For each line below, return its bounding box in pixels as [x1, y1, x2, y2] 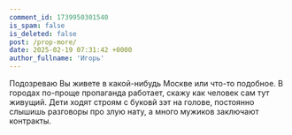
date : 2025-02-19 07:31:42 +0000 [9, 46, 133, 55]
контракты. [9, 116, 51, 126]
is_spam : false [9, 21, 65, 30]
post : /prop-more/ [9, 37, 77, 47]
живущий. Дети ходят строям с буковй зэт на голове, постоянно [9, 97, 255, 107]
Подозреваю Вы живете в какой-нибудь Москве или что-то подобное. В [9, 79, 283, 88]
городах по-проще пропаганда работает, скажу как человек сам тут [9, 87, 270, 98]
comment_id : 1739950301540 [9, 12, 109, 22]
